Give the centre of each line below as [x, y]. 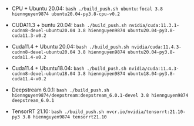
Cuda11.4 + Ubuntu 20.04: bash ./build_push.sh [70, 47]
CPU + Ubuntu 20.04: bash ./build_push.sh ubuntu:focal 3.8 [87, 8]
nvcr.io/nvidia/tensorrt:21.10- [146, 112]
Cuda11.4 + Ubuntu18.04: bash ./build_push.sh [69, 68]
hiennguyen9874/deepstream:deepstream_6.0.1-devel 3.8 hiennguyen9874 [100, 96]
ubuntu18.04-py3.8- [151, 74]
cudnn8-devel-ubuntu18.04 [43, 74]
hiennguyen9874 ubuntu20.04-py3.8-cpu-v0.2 [66, 14]
